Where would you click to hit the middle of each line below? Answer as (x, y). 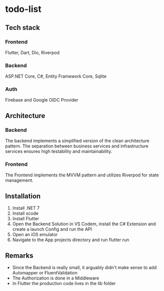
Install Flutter (26, 219)
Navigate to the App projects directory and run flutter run (71, 240)
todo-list (23, 9)
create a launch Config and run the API (52, 229)
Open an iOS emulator (35, 235)
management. (19, 180)
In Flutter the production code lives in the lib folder (64, 284)
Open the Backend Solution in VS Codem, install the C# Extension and (84, 224)
